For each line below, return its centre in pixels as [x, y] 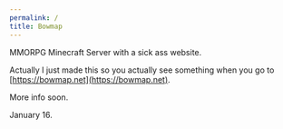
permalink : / [34, 18]
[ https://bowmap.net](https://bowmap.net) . [90, 79]
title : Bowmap [36, 26]
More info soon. [39, 97]
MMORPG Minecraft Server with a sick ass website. [106, 52]
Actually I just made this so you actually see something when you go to [142, 70]
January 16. [31, 114]
